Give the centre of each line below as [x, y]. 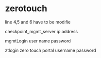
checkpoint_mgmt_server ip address [42, 31]
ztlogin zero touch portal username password [50, 50]
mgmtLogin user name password [38, 41]
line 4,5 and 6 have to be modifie [38, 22]
